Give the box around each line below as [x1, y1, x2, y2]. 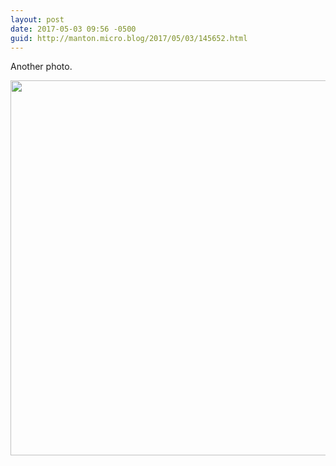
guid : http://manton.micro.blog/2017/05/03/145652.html [10, 33, 248, 43]
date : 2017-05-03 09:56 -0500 [10, 24, 137, 34]
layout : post [10, 14, 65, 25]
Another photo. [10, 61, 73, 73]
